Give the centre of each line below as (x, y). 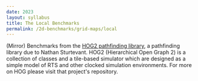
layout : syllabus (28, 18)
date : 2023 (20, 12)
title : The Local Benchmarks (43, 23)
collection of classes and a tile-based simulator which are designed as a (96, 59)
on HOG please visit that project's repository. (62, 72)
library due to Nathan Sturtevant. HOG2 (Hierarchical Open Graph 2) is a (96, 53)
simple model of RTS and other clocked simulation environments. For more (99, 65)
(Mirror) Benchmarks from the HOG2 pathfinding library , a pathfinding (93, 46)
